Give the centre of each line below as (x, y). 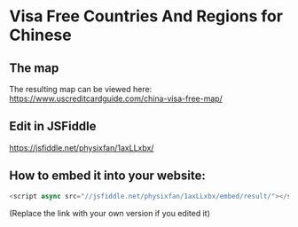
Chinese (41, 35)
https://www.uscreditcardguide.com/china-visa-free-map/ (116, 98)
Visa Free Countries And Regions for (146, 16)
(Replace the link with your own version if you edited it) (110, 213)
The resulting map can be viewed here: (81, 89)
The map (34, 68)
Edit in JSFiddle (53, 126)
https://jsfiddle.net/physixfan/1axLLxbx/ (82, 147)
